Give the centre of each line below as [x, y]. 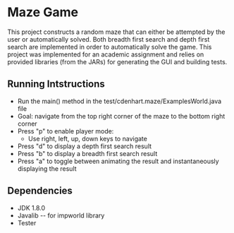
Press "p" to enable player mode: [66, 131]
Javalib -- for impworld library [61, 215]
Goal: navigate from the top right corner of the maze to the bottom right [121, 116]
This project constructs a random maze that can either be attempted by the [116, 32]
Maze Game [43, 12]
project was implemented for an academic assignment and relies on [106, 54]
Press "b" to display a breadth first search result [87, 153]
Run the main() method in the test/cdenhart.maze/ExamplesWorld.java [119, 101]
